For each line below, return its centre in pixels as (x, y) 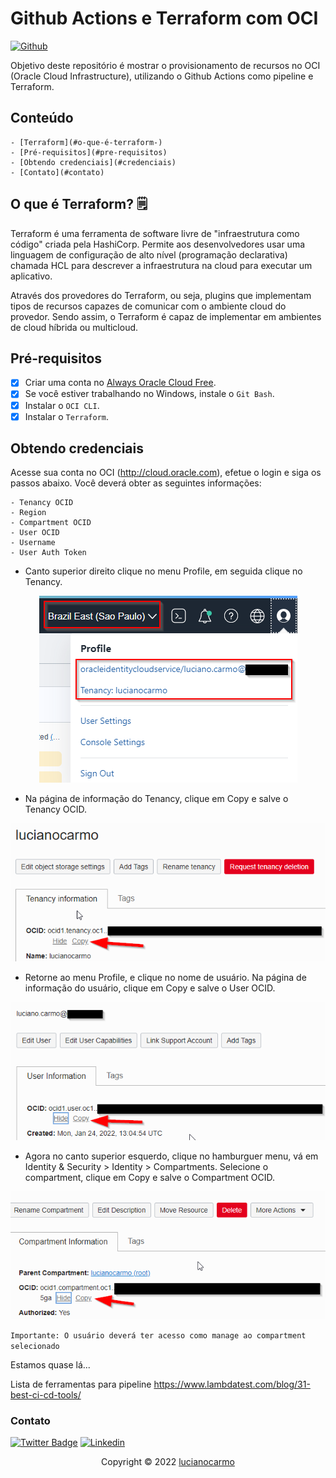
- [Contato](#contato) (57, 172)
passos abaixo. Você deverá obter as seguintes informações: (136, 483)
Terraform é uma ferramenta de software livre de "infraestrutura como (155, 233)
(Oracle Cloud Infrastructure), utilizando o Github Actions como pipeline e (162, 76)
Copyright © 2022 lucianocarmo (168, 1462)
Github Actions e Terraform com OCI (164, 18)
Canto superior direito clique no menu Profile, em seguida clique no (163, 571)
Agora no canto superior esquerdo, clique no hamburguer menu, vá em (171, 1156)
